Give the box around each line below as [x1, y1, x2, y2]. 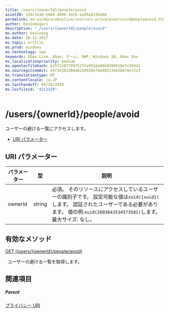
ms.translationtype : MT [5, 73, 55, 78]
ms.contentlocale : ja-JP [5, 77, 57, 82]
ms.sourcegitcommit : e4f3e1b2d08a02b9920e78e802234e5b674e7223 [5, 68, 141, 73]
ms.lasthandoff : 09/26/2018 [5, 82, 64, 87]
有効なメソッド [5, 235, 52, 243]
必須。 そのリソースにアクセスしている [52, 186, 143, 193]
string [33, 200, 47, 207]
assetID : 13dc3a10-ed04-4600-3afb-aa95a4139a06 [5, 12, 107, 17]
